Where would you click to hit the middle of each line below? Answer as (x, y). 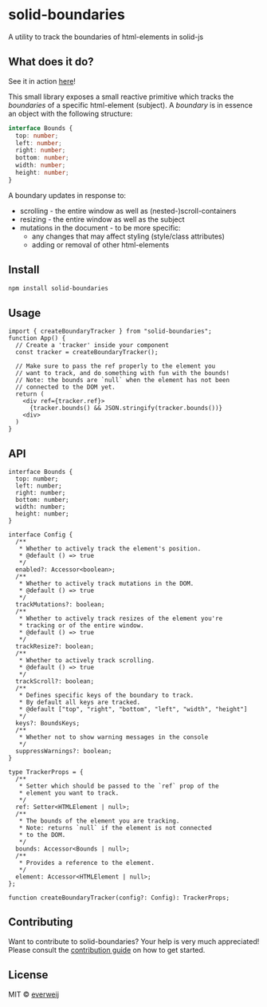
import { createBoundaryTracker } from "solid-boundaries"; (110, 332)
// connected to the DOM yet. (65, 387)
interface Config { (41, 535)
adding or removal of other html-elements (100, 244)
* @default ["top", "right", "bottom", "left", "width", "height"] (133, 709)
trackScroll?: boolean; (55, 681)
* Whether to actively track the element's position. (110, 549)
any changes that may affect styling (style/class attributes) (128, 236)
